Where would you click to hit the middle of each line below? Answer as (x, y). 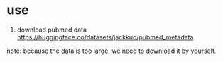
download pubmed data (51, 30)
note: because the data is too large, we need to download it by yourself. (111, 51)
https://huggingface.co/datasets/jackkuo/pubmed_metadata (105, 37)
